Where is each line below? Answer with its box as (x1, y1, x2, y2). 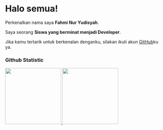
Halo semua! (5, 3, 58, 14)
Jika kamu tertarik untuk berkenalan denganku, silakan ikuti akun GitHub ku (5, 38, 159, 45)
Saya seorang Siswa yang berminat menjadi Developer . (5, 29, 121, 35)
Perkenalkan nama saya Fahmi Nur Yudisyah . (5, 19, 99, 25)
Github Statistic (5, 56, 44, 63)
